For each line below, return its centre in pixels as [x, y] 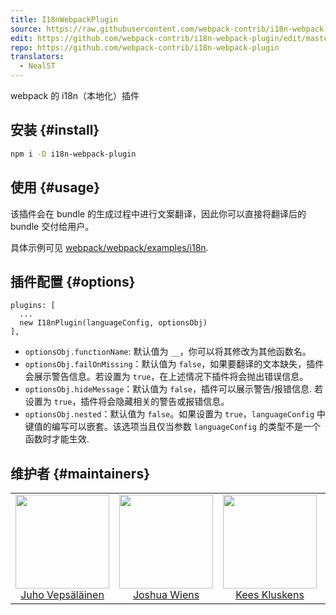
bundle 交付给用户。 [52, 226]
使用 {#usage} [55, 187]
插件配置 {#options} [73, 281]
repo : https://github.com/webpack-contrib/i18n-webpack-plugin [145, 47]
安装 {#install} [55, 130]
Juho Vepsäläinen [62, 595]
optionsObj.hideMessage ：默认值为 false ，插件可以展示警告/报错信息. [168, 389]
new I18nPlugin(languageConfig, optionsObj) [113, 323]
